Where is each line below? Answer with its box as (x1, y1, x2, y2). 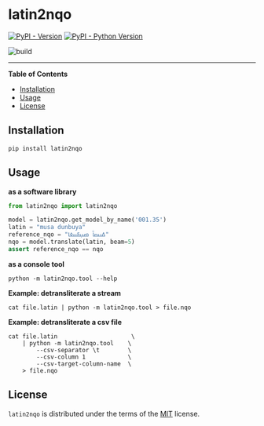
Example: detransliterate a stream (8, 288, 122, 297)
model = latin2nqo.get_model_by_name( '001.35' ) (8, 216, 167, 224)
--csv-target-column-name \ (36, 359, 132, 368)
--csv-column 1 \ (36, 353, 132, 361)
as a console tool (8, 259, 65, 268)
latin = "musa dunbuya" (8, 224, 86, 231)
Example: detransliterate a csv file (8, 317, 122, 326)
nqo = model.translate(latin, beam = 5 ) (8, 238, 135, 246)
